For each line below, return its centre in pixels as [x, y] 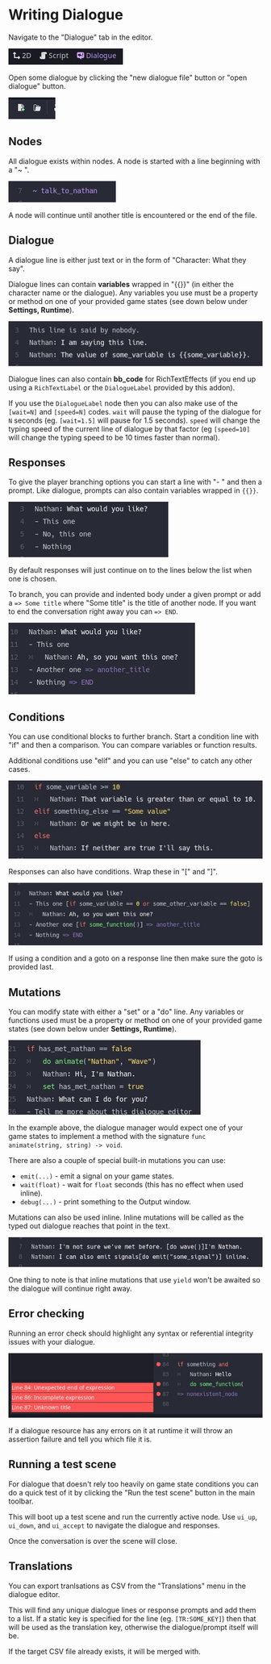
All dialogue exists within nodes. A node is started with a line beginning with [134, 161]
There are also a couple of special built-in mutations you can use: [117, 1161]
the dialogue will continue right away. [70, 1288]
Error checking [46, 1314]
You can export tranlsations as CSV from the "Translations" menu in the [127, 1586]
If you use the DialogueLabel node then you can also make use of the [123, 403]
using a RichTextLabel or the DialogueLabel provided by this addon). [122, 387]
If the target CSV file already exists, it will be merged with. [105, 1651]
